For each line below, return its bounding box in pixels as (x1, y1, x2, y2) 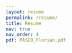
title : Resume (5, 20, 42, 26)
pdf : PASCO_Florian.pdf (5, 37, 67, 43)
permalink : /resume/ (5, 15, 59, 21)
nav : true (5, 26, 31, 32)
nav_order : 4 (5, 32, 39, 38)
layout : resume (5, 9, 45, 15)
